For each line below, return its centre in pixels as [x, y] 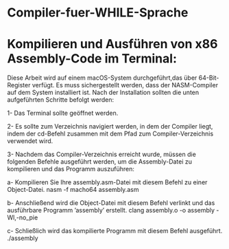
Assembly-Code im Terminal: [92, 59]
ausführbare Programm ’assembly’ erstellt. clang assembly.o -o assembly [111, 210]
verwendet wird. [30, 141]
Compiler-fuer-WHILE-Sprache [98, 13]
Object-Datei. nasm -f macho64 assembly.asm [73, 190]
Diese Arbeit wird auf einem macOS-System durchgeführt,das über [102, 78]
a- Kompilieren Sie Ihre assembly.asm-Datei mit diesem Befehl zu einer [107, 182]
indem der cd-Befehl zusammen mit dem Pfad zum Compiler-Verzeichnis [110, 134]
